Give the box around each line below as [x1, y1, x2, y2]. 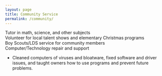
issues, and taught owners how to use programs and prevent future [12, 60, 149, 66]
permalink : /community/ [5, 16, 54, 21]
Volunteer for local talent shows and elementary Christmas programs [5, 35, 145, 41]
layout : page [5, 7, 32, 12]
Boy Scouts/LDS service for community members [5, 40, 105, 46]
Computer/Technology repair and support [5, 45, 89, 51]
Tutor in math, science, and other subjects [5, 30, 91, 36]
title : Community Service [5, 12, 58, 17]
